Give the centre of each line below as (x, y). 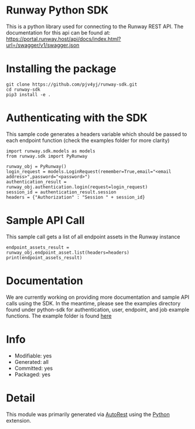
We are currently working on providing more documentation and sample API (97, 297)
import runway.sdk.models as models (51, 151)
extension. (19, 420)
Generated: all (31, 362)
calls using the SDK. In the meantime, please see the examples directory (93, 303)
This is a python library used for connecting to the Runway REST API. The (95, 26)
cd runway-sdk (23, 89)
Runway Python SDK (57, 10)
